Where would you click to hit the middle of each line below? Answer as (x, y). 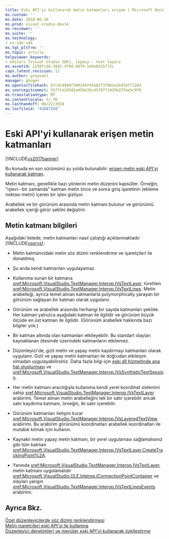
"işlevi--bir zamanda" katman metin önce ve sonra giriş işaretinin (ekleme (82, 189)
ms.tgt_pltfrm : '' (25, 48)
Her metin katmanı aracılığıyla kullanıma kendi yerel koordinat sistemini (86, 387)
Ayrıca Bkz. (24, 508)
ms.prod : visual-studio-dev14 (37, 24)
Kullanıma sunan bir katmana (43, 278)
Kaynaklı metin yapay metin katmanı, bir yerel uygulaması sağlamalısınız (88, 439)
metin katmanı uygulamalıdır (42, 470)
